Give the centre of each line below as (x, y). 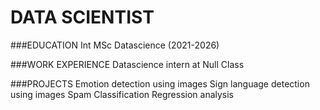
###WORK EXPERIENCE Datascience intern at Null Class (127, 64)
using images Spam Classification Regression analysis (122, 94)
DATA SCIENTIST (82, 17)
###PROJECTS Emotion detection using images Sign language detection (160, 83)
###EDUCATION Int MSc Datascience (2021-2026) (115, 45)
